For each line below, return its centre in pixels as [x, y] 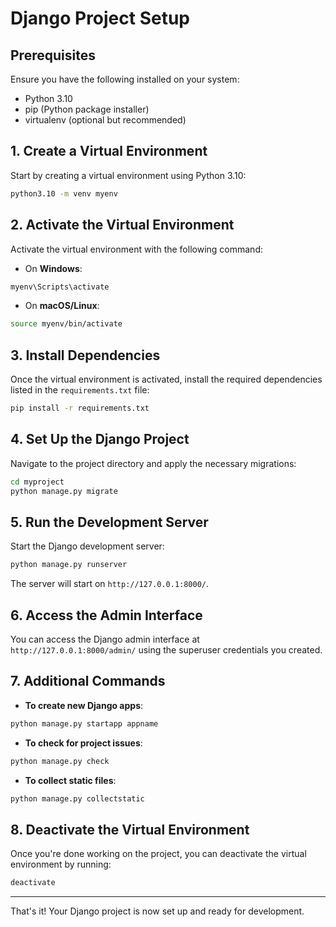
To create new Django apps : [84, 705]
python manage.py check [60, 761]
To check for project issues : [83, 743]
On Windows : [53, 268]
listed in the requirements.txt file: [80, 390]
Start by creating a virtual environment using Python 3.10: [128, 175]
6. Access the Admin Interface [106, 615]
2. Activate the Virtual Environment [122, 225]
